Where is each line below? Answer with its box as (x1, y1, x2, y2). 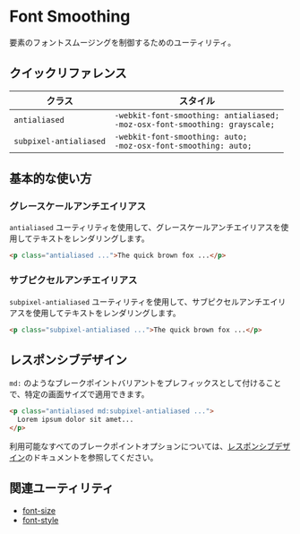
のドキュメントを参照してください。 (25, 452, 159, 462)
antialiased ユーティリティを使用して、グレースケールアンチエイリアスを (9, 222, 281, 233)
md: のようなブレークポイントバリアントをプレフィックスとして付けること (9, 378, 282, 389)
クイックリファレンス (9, 65, 127, 82)
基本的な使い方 (9, 171, 92, 186)
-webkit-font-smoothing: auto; (114, 132, 248, 142)
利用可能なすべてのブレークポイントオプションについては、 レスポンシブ (9, 441, 275, 452)
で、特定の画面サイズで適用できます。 (9, 389, 150, 400)
